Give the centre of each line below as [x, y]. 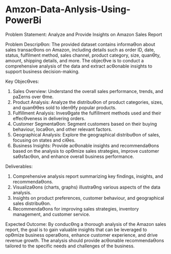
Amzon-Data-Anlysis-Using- [68, 9]
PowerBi [23, 20]
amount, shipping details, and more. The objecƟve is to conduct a [75, 60]
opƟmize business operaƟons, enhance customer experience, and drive [82, 235]
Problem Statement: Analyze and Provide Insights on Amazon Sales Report [84, 34]
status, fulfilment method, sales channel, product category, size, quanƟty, [83, 55]
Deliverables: [19, 166]
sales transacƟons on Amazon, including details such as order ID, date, [80, 50]
